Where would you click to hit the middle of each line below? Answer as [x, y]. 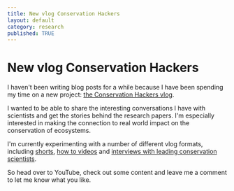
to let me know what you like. [49, 180]
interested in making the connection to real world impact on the [98, 123]
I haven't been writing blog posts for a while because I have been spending [115, 87]
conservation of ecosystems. [49, 131]
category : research [36, 27]
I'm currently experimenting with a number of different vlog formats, [105, 144]
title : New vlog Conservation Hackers [64, 14]
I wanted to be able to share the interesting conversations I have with [107, 108]
